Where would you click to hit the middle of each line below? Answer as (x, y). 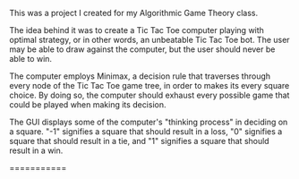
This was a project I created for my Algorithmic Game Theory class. (133, 13)
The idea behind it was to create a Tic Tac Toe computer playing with (137, 30)
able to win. (30, 59)
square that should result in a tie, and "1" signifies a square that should (140, 141)
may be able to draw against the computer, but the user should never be (142, 49)
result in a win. (36, 150)
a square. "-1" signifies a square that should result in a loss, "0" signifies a (146, 132)
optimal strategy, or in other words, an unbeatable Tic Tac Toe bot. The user (149, 40)
